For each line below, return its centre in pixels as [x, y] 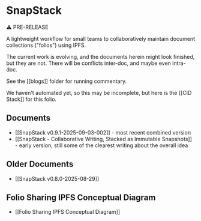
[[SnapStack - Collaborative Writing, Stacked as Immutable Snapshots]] [103, 139]
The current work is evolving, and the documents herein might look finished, [100, 56]
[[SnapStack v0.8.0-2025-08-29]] [57, 178]
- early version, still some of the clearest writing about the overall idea [101, 145]
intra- [179, 63]
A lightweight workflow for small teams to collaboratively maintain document [101, 38]
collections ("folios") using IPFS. [46, 45]
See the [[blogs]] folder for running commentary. [67, 81]
